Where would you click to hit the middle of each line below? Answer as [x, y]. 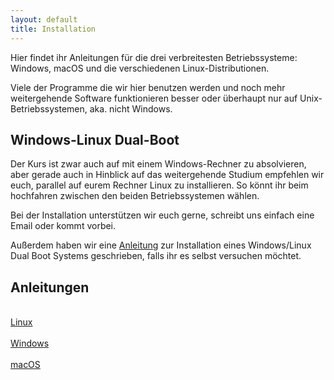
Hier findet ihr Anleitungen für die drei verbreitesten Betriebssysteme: [154, 57]
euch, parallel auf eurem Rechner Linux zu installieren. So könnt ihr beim [159, 185]
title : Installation [53, 29]
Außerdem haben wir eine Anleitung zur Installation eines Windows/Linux [161, 245]
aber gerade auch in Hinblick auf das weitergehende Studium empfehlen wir [167, 175]
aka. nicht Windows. [131, 108]
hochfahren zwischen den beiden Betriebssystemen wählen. [135, 196]
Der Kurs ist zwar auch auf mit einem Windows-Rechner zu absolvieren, [158, 164]
